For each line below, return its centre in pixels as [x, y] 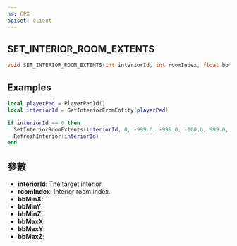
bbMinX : [30, 199]
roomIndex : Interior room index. [64, 192]
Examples [29, 87]
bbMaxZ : [31, 237]
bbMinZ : [30, 214]
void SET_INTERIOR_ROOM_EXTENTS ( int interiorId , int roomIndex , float [113, 65]
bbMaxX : [31, 222]
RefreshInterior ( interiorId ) [56, 136]
